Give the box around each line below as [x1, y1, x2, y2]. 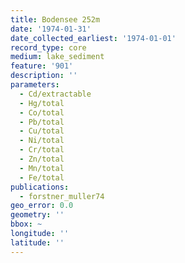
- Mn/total [19, 163, 65, 173]
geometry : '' [10, 210, 65, 220]
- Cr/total [19, 145, 65, 155]
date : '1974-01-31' [10, 24, 92, 34]
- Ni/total [19, 136, 65, 146]
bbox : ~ [10, 219, 43, 230]
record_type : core [10, 42, 87, 53]
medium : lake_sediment [10, 52, 105, 62]
